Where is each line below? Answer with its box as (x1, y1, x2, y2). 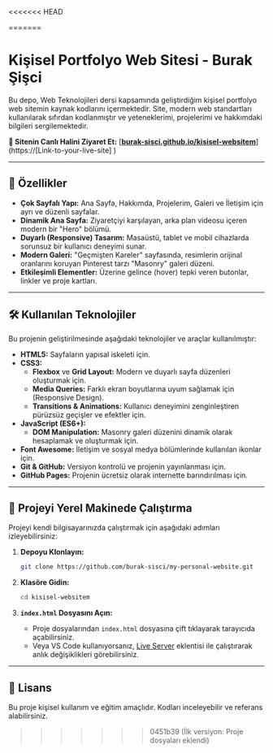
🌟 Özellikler (8, 176, 67, 190)
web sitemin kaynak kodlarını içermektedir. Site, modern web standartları (8, 103, 252, 113)
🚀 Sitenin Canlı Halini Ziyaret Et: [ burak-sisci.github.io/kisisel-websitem (8, 136, 256, 146)
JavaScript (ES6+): (19, 418, 86, 428)
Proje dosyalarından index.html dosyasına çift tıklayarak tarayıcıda (32, 624, 256, 634)
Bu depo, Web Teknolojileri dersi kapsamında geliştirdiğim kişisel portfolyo (8, 95, 258, 105)
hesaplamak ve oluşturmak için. (32, 435, 139, 445)
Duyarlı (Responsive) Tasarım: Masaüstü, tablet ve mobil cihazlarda (19, 232, 249, 242)
